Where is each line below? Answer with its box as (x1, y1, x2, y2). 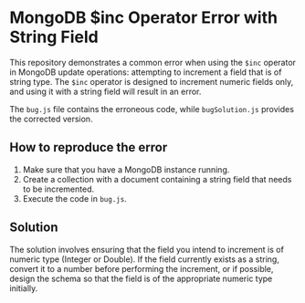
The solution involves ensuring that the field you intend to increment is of (9, 244, 285, 255)
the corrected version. (9, 113, 93, 124)
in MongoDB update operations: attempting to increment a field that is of (9, 67, 282, 78)
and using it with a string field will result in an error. (9, 86, 202, 97)
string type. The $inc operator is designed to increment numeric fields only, (9, 76, 294, 87)
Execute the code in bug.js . (22, 193, 128, 204)
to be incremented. (22, 183, 95, 194)
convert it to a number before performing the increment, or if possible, (9, 263, 274, 274)
